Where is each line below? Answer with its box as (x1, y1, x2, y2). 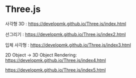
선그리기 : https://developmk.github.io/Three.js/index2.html (5, 31, 126, 37)
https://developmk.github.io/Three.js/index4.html (5, 57, 106, 63)
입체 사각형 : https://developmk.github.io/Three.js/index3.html (5, 41, 131, 48)
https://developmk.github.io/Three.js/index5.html (5, 66, 106, 73)
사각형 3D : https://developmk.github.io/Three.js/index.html (5, 20, 126, 26)
